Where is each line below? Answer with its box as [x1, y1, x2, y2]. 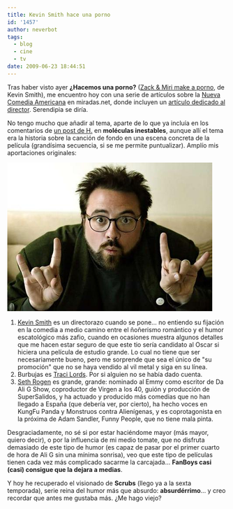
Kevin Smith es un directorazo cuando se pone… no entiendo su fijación [17, 318, 225, 327]
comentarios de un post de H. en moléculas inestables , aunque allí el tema [7, 126, 224, 134]
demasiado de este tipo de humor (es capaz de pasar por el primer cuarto [7, 443, 220, 451]
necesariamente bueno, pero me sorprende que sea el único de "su [17, 355, 212, 364]
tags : [7, 34, 23, 41]
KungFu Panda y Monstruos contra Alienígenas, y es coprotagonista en [17, 407, 222, 415]
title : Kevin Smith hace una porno [7, 11, 111, 18]
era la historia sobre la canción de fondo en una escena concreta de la [7, 134, 210, 142]
